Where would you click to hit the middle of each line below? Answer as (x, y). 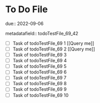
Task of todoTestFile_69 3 (40, 55)
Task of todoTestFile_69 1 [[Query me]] (53, 43)
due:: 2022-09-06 (24, 23)
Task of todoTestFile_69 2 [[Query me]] (54, 49)
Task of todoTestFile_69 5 (40, 66)
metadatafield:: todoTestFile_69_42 (42, 33)
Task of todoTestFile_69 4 (40, 61)
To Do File (27, 9)
